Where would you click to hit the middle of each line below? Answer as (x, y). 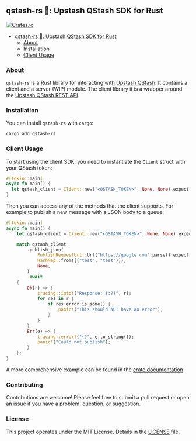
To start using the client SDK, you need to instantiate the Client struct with (96, 161)
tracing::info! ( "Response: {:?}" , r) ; (84, 293)
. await (35, 277)
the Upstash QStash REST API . (43, 95)
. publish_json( (45, 250)
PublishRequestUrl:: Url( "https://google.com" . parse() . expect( (114, 255)
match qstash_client (41, 244)
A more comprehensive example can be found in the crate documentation (95, 370)
